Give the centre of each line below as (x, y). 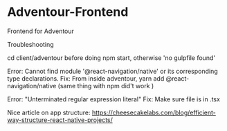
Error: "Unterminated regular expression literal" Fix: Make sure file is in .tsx (113, 99)
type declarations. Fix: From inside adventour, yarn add (86, 78)
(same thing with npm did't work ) (106, 85)
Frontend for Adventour (41, 31)
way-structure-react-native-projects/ (60, 120)
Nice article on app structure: (49, 112)
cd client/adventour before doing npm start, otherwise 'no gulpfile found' (111, 58)
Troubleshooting (30, 44)
